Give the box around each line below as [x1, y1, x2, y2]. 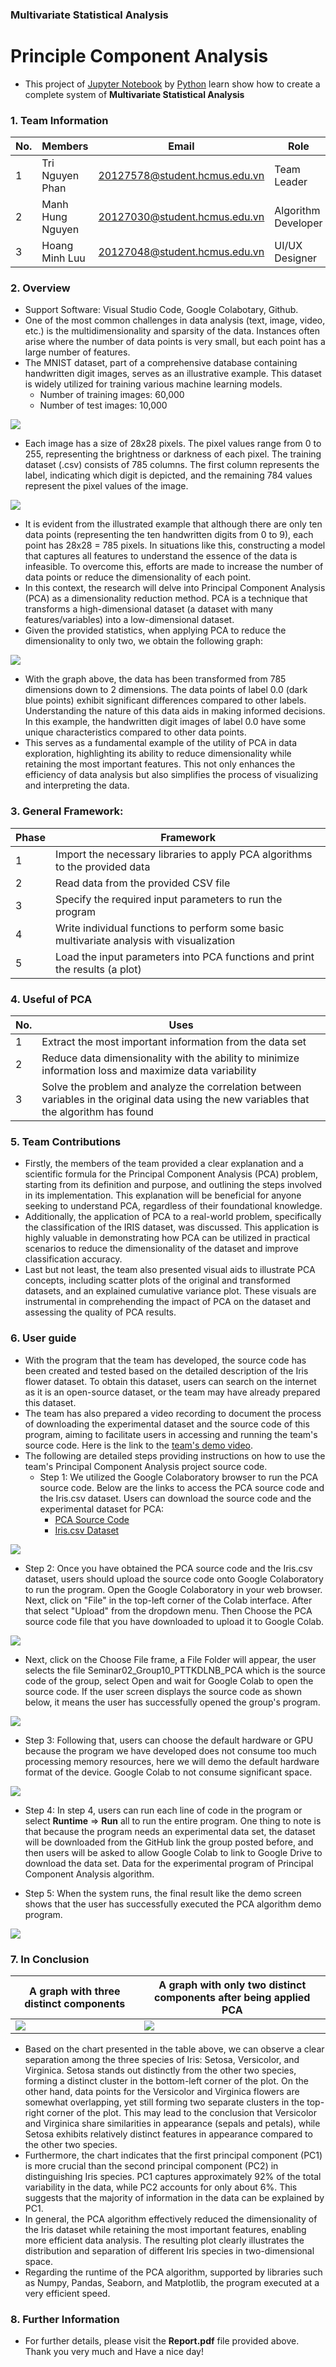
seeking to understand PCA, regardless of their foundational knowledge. [24, 1200, 323, 1212]
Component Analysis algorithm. [24, 1868, 155, 1880]
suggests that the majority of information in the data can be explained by [24, 2191, 325, 2203]
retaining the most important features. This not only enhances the [24, 758, 296, 770]
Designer [274, 251, 318, 265]
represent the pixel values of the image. [24, 480, 189, 492]
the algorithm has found [41, 1105, 154, 1119]
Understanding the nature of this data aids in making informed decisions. [24, 705, 326, 717]
